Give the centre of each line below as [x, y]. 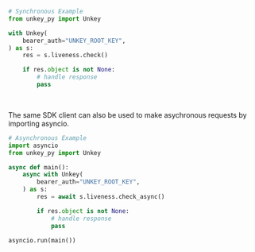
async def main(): [39, 167]
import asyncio [33, 145]
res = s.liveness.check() [66, 56]
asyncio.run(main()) [42, 240]
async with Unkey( [53, 175]
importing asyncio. [39, 123]
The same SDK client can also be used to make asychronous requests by [128, 114]
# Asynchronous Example [48, 138]
